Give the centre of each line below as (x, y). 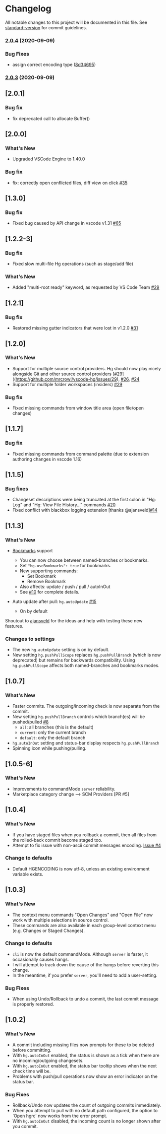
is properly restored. (33, 1004)
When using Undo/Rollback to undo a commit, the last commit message (85, 999)
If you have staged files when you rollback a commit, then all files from (84, 835)
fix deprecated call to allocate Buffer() (51, 118)
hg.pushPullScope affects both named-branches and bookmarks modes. (86, 666)
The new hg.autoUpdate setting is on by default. (61, 650)
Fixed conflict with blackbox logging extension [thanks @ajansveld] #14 (85, 510)
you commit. (25, 1127)
